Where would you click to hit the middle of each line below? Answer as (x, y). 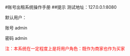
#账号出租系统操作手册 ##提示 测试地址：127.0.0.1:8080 (61, 7)
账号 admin (16, 28)
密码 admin (16, 38)
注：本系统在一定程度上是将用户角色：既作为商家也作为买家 (65, 48)
